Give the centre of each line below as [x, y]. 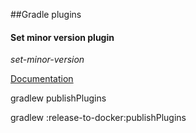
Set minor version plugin [62, 37]
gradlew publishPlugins [58, 98]
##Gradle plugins [46, 14]
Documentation [42, 79]
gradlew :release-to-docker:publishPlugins [98, 118]
